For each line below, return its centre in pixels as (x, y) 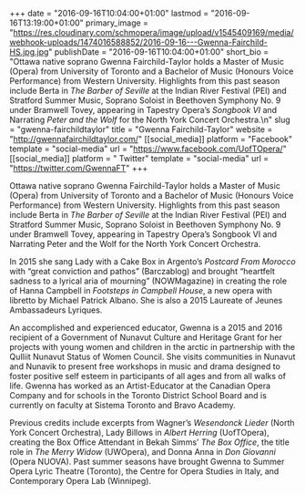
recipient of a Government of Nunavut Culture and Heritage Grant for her (146, 337)
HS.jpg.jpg (29, 52)
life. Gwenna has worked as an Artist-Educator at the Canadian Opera (140, 386)
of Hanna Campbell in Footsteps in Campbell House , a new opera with (141, 290)
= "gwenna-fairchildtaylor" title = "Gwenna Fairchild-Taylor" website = (141, 129)
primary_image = (117, 23)
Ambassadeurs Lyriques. (56, 310)
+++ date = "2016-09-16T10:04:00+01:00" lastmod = (109, 13)
